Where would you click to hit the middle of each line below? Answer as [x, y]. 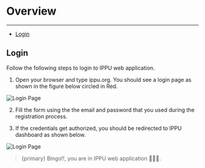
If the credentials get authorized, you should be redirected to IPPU [98, 128]
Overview [31, 11]
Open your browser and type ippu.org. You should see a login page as [103, 79]
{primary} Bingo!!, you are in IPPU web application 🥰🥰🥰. [91, 158]
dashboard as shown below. [50, 134]
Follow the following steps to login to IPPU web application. [81, 68]
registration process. [41, 116]
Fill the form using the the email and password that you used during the [105, 110]
